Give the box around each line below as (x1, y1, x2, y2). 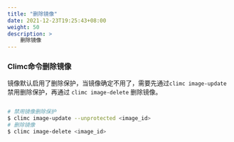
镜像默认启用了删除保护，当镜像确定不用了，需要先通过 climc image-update (7, 79, 227, 87)
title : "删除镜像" (7, 10, 58, 18)
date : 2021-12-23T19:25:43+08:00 (7, 17, 107, 24)
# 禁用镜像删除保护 (7, 108, 57, 116)
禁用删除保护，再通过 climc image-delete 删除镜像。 (7, 88, 162, 97)
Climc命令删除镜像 (7, 62, 72, 72)
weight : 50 (7, 23, 40, 31)
